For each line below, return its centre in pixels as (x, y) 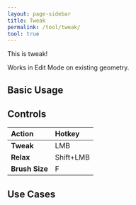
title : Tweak (27, 21)
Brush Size (29, 169)
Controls (27, 114)
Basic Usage (35, 90)
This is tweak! (28, 54)
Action (22, 134)
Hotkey (67, 134)
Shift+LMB (73, 157)
